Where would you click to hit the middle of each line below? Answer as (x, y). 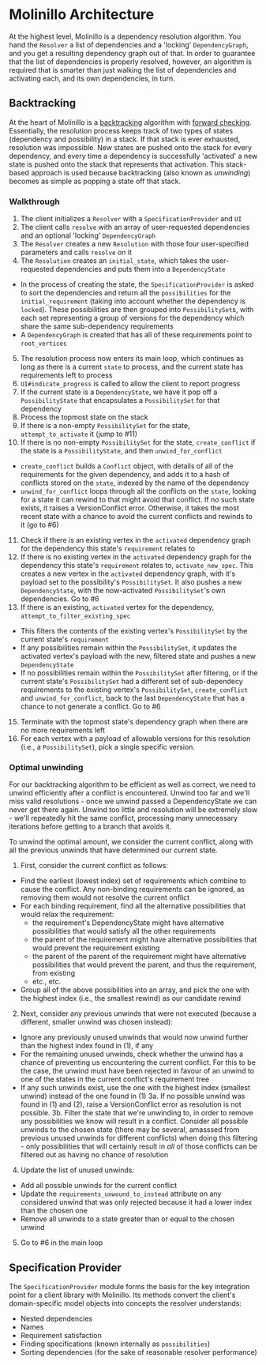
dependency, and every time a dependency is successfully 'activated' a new (133, 156)
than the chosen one (54, 1211)
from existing (54, 973)
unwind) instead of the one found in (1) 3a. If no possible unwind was (133, 1096)
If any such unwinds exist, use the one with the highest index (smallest (135, 1088)
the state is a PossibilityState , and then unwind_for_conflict (122, 451)
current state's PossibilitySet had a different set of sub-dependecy (131, 682)
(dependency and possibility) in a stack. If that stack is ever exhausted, (125, 139)
